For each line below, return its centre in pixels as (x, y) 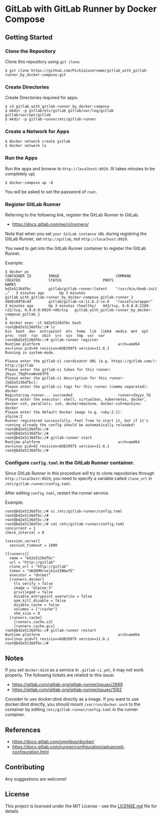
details (12, 811)
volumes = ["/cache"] (35, 609)
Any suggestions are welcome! (36, 779)
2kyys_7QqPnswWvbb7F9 (27, 374)
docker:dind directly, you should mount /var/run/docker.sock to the (73, 704)
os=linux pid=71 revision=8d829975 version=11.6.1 (57, 639)
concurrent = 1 (20, 529)
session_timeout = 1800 (33, 546)
